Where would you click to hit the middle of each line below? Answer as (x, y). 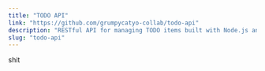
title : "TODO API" (38, 15)
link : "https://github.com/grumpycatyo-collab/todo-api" (104, 23)
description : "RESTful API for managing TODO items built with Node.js (128, 30)
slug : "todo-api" (37, 37)
